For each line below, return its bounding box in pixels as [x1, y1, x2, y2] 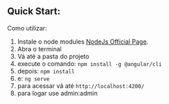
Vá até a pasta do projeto [17, 52, 90, 60]
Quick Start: [7, 6, 61, 17]
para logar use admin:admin [17, 89, 98, 97]
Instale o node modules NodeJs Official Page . [17, 37, 149, 46]
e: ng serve [17, 74, 50, 83]
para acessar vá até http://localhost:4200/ [17, 81, 145, 89]
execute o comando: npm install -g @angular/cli [17, 59, 162, 68]
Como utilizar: [7, 24, 47, 32]
